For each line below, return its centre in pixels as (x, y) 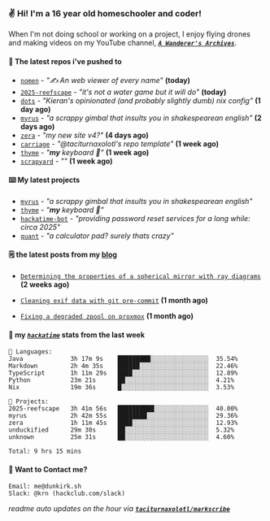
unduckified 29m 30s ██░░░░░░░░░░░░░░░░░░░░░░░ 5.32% (121, 430)
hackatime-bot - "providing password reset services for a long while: (135, 218)
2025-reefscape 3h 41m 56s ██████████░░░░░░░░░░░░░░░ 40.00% (123, 409)
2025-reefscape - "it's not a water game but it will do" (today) (123, 92)
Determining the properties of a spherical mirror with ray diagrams (141, 276)
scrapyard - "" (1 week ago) (66, 161)
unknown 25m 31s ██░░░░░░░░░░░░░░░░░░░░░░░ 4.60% (121, 437)
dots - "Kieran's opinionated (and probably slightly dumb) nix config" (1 (140, 100)
